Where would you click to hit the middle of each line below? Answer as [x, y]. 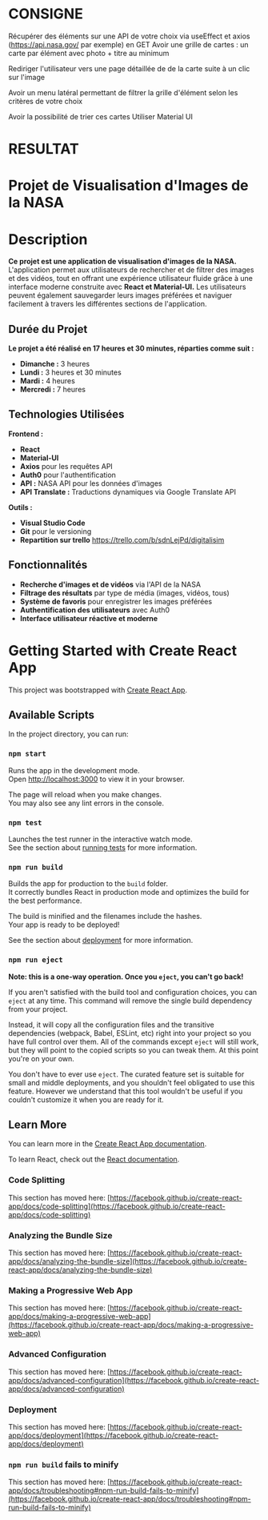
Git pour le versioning [56, 531]
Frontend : [26, 434]
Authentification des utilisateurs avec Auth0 [95, 610]
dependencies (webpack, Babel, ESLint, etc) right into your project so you [130, 1033]
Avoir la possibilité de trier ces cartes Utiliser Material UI [101, 116]
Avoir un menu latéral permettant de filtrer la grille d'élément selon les [123, 92]
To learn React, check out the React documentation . [94, 1159]
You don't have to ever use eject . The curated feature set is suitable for [126, 1074]
